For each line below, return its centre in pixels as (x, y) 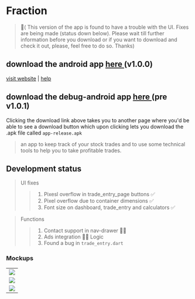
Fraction (27, 11)
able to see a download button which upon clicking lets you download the (95, 126)
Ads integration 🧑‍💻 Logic (74, 237)
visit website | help (29, 78)
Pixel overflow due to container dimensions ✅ (99, 201)
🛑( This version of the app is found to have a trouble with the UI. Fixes (105, 27)
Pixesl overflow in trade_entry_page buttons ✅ (99, 194)
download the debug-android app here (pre (87, 97)
